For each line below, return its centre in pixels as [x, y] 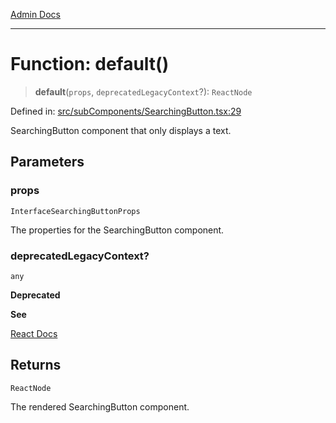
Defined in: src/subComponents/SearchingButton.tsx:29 [126, 111]
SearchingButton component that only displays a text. [121, 130]
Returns [36, 365]
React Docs [34, 333]
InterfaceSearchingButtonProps [75, 211]
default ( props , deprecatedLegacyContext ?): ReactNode [143, 91]
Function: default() [90, 64]
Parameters [47, 162]
